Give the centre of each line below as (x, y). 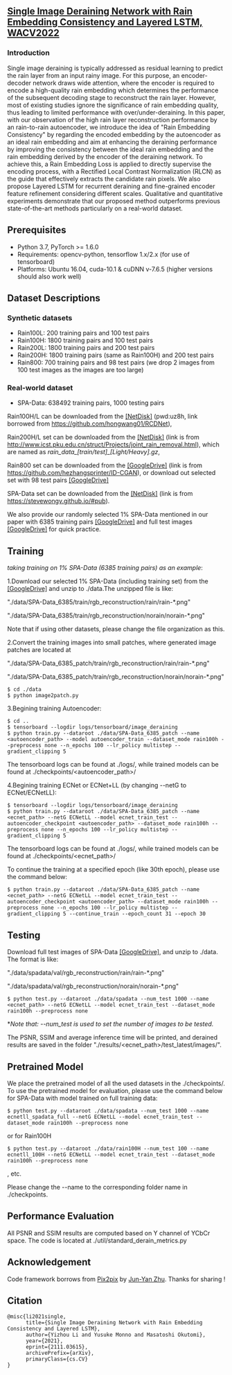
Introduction (28, 53)
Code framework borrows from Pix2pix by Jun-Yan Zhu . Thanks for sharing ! (116, 1279)
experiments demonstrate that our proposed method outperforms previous (114, 201)
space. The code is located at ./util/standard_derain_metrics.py (97, 1240)
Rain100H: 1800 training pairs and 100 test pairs (85, 340)
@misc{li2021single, (37, 1317)
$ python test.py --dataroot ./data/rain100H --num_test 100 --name (108, 1149)
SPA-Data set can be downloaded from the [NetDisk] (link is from (100, 494)
